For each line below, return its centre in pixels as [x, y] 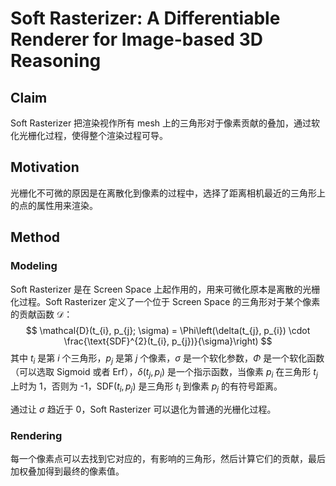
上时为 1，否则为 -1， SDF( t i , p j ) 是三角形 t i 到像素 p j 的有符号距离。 [146, 387]
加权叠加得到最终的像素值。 [67, 471]
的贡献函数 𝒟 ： [41, 314]
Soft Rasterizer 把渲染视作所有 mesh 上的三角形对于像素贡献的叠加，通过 [161, 123]
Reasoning [56, 61]
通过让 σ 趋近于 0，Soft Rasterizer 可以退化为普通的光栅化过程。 [143, 409]
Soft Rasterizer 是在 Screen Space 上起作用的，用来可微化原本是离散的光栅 [165, 289]
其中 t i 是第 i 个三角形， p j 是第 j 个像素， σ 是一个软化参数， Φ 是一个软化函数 [167, 359]
